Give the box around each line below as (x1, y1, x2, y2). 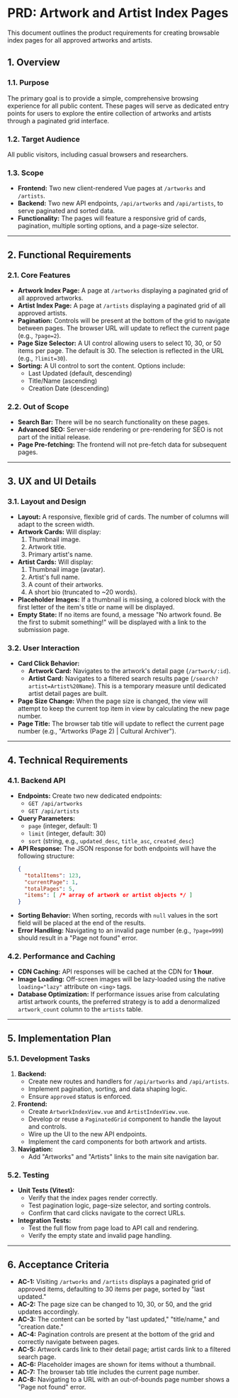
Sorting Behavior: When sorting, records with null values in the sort (17, 911, 218, 920)
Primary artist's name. (28, 550, 93, 558)
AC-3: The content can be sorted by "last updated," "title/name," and (17, 1315, 220, 1324)
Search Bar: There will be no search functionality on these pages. (17, 418, 210, 427)
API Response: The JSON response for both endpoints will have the (17, 844, 217, 852)
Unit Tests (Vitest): (17, 1186, 75, 1195)
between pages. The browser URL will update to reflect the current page (17, 324, 230, 332)
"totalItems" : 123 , (24, 872, 82, 879)
